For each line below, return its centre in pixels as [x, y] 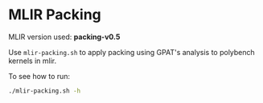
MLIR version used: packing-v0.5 [64, 37]
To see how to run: [39, 76]
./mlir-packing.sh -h [45, 91]
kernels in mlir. [33, 61]
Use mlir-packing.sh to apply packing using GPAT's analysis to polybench [131, 52]
